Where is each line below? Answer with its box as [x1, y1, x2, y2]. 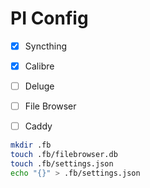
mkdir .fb [10, 140, 52, 151]
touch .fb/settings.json [10, 159, 114, 169]
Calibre [24, 60, 55, 72]
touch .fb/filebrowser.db [10, 150, 118, 160]
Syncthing [24, 40, 68, 52]
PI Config [10, 7, 89, 30]
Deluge [24, 80, 55, 92]
